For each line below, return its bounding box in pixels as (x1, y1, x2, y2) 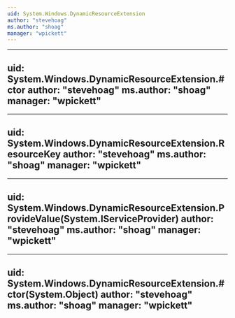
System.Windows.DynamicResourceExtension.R (7, 138, 225, 150)
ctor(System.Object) (7, 289, 99, 301)
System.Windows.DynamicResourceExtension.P (7, 202, 225, 214)
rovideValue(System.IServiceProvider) (7, 213, 180, 225)
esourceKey (7, 148, 62, 161)
